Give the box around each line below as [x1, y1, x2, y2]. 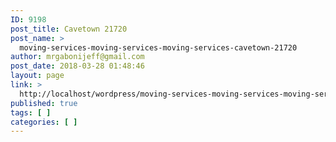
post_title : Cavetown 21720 [10, 24, 128, 34]
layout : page [10, 71, 65, 81]
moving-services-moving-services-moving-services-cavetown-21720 [19, 42, 298, 53]
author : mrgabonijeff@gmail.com [10, 52, 145, 62]
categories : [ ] [10, 117, 78, 127]
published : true [10, 98, 78, 108]
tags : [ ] [10, 107, 52, 118]
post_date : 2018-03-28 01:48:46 [10, 61, 145, 71]
